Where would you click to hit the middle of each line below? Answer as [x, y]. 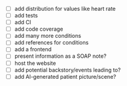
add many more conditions [48, 36]
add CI [23, 22]
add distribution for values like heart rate [65, 9]
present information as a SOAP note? [60, 56]
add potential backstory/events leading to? [67, 70]
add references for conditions [51, 43]
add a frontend [33, 49]
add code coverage [39, 29]
